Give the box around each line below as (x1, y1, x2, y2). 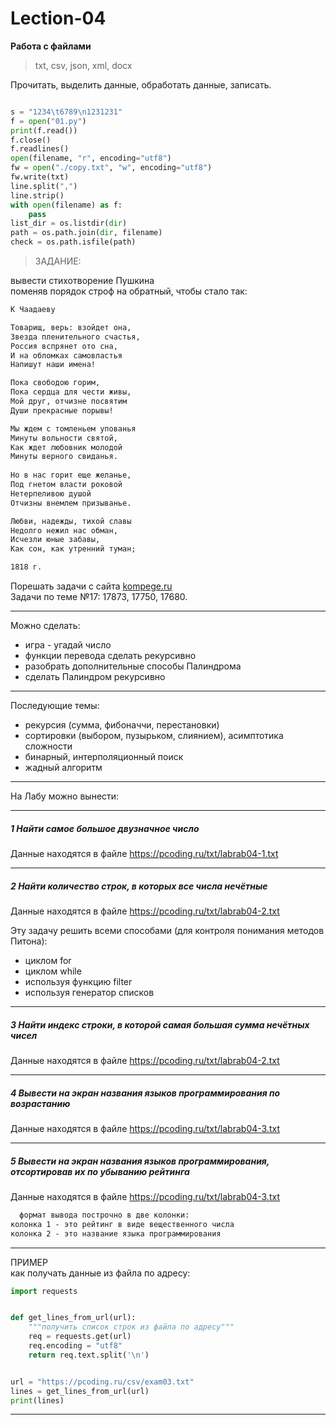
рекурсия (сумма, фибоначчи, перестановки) (24, 719, 220, 731)
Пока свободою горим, (10, 378, 101, 388)
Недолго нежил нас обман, (10, 525, 118, 536)
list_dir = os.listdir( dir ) (10, 218, 128, 229)
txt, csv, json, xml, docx (34, 59, 133, 71)
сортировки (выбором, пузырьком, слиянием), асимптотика (24, 730, 284, 742)
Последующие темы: (10, 700, 100, 712)
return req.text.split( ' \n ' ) (28, 1350, 150, 1360)
